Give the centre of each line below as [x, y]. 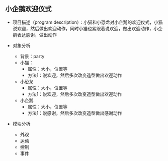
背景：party [32, 56]
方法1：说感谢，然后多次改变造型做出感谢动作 [75, 113]
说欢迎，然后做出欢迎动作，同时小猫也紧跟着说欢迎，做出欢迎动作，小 [85, 28]
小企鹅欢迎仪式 [28, 9]
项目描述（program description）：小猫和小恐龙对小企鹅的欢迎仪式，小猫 [88, 22]
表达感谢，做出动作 [37, 35]
